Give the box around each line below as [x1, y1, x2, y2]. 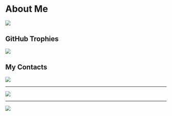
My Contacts [5, 63, 48, 72]
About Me [5, 3, 48, 15]
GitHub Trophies [5, 34, 59, 44]
